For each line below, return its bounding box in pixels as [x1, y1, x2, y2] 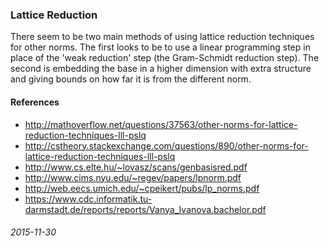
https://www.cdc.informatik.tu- [24, 193, 153, 205]
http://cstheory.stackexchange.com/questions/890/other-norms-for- [24, 139, 309, 152]
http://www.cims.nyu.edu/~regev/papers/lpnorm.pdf [24, 171, 242, 183]
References [10, 96, 60, 108]
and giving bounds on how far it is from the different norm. [10, 73, 252, 85]
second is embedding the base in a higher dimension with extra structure [10, 63, 312, 75]
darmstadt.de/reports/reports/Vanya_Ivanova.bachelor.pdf [24, 203, 267, 215]
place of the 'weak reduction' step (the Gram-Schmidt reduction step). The [10, 52, 320, 64]
